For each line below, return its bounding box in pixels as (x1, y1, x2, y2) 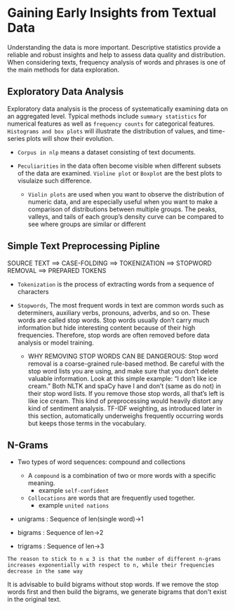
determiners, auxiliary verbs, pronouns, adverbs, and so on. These (17, 308, 210, 317)
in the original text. (7, 595, 62, 604)
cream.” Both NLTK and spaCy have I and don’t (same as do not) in (27, 381, 221, 390)
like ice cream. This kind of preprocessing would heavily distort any (27, 397, 223, 405)
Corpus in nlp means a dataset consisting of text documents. (17, 147, 196, 156)
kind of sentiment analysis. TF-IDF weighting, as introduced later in (27, 404, 222, 412)
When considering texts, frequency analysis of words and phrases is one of (7, 58, 226, 66)
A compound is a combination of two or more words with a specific (27, 472, 216, 480)
